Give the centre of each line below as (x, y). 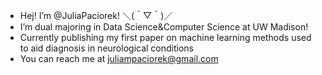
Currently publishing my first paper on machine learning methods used (165, 37)
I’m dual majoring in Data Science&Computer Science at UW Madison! (164, 27)
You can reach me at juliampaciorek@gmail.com (119, 58)
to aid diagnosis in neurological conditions (107, 48)
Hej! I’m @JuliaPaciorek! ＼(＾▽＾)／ (96, 15)
